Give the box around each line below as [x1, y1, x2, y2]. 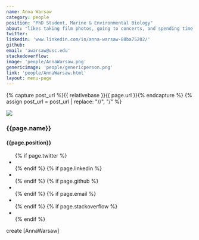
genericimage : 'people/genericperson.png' [6, 64, 113, 70]
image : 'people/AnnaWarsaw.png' [6, 59, 86, 64]
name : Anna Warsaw [6, 8, 52, 15]
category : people [6, 14, 49, 20]
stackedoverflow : [6, 53, 49, 59]
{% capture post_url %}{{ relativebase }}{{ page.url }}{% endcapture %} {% [6, 92, 192, 99]
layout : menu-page [6, 75, 52, 81]
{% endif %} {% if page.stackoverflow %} [14, 203, 118, 210]
